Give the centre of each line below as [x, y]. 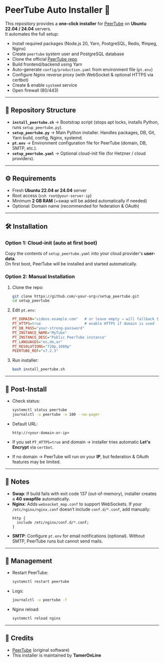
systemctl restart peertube [41, 582]
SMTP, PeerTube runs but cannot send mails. [58, 541]
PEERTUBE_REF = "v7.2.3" [35, 351]
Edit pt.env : [24, 310]
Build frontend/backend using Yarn [47, 64]
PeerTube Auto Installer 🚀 [58, 10]
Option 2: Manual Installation [40, 277]
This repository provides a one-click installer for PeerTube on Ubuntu [76, 24]
